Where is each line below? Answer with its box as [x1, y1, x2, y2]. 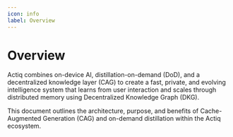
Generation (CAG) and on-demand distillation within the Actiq [42, 114, 221, 123]
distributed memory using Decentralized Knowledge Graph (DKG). [7, 93, 200, 102]
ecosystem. [7, 121, 42, 131]
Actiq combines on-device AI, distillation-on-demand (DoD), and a [7, 71, 200, 79]
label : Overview [7, 17, 55, 24]
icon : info [7, 10, 40, 18]
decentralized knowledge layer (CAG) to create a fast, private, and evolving [7, 78, 226, 87]
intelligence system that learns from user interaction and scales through [7, 85, 217, 94]
